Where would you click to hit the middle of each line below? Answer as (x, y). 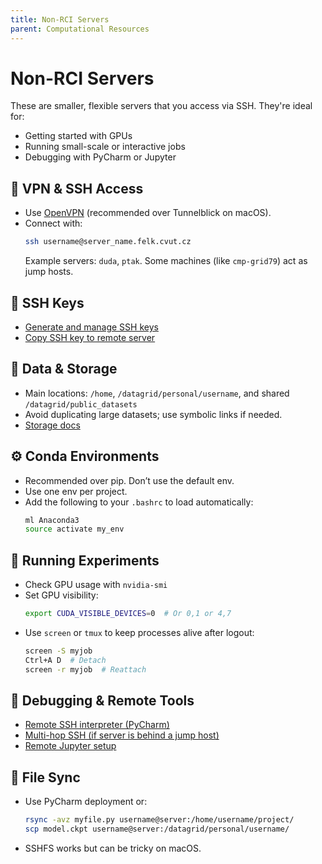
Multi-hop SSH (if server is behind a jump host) (122, 735)
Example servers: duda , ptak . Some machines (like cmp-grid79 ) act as (166, 261)
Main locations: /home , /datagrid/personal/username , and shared (157, 393)
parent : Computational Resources (80, 29)
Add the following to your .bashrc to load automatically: (139, 502)
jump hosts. (49, 272)
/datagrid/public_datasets (81, 404)
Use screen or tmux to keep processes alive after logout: (139, 632)
